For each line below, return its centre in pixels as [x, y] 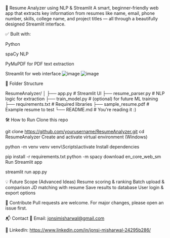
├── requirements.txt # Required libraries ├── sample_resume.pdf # [77, 104]
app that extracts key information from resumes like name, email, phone [80, 13]
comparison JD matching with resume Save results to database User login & [84, 187]
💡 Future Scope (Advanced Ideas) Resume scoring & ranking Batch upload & [85, 182]
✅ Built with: [18, 34]
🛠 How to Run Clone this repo [37, 120]
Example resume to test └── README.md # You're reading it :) [71, 110]
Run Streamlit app [24, 162]
